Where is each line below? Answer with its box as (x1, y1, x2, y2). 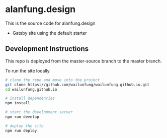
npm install (5, 101, 30, 106)
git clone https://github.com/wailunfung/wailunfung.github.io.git (5, 82, 150, 87)
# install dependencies (5, 96, 55, 101)
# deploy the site (5, 123, 44, 128)
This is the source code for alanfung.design (5, 20, 96, 26)
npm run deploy (5, 128, 37, 133)
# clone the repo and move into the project (5, 77, 100, 83)
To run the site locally (5, 67, 50, 74)
